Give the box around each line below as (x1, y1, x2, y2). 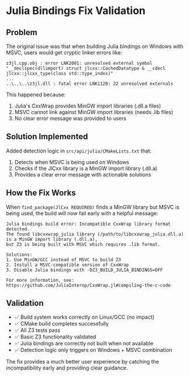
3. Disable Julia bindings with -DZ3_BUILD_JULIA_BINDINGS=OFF (6, 267, 163, 273)
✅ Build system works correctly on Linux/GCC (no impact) (14, 314, 155, 321)
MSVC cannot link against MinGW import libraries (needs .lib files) (14, 109, 174, 115)
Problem (6, 27, 38, 37)
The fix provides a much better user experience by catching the (6, 358, 159, 365)
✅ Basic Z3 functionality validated (14, 333, 96, 340)
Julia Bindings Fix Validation (6, 4, 146, 18)
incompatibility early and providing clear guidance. (6, 364, 128, 372)
